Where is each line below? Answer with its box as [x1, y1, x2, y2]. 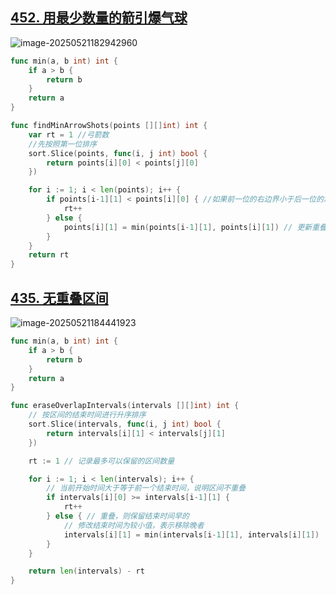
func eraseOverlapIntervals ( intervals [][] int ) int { [10, 401, 240, 411]
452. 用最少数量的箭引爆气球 [10, 9, 188, 27]
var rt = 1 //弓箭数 [28, 129, 110, 140]
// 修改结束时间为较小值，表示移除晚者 [63, 520, 205, 530]
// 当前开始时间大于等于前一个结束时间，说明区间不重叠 [46, 483, 247, 493]
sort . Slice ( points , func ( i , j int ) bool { [28, 148, 208, 158]
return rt [28, 250, 70, 260]
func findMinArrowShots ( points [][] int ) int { [10, 121, 208, 131]
